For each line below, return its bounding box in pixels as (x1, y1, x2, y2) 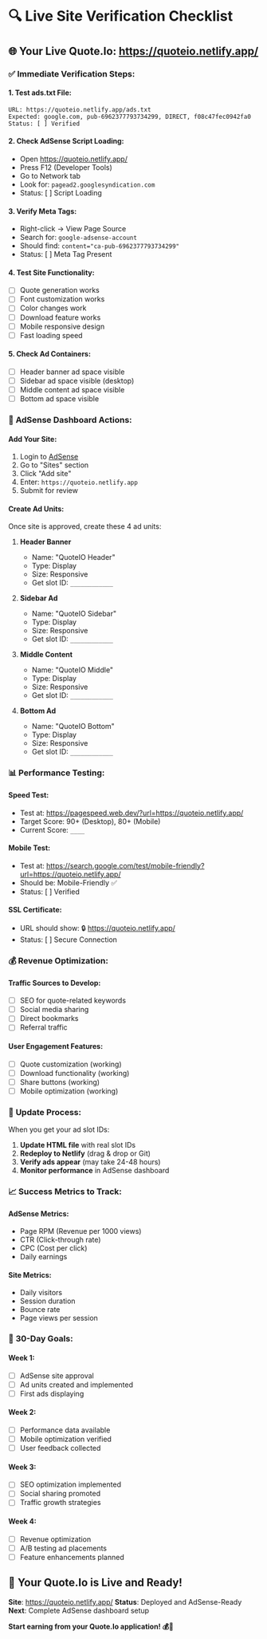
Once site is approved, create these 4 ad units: (8, 522, 162, 531)
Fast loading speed (19, 330, 83, 340)
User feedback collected (19, 1444, 101, 1453)
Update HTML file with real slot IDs (19, 1141, 136, 1150)
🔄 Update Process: (8, 1106, 82, 1117)
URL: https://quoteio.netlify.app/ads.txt (8, 105, 151, 113)
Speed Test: (8, 790, 49, 799)
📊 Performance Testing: (8, 767, 105, 778)
